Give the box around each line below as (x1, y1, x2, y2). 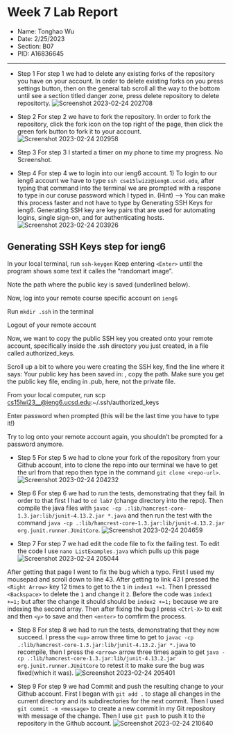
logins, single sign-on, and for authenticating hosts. (17, 213, 165, 221)
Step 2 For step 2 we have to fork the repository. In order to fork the (17, 112, 212, 120)
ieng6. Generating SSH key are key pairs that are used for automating (17, 206, 216, 214)
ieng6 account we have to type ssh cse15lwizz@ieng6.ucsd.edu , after (17, 176, 215, 184)
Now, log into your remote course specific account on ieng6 (7, 294, 178, 302)
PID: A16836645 (17, 49, 64, 58)
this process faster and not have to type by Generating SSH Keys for (17, 198, 213, 207)
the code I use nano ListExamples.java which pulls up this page (17, 547, 200, 555)
